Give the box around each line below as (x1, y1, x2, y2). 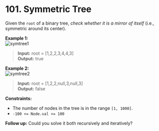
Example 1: (5, 35, 29, 41)
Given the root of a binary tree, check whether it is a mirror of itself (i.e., (5, 20, 154, 26)
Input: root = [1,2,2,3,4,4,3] (17, 50, 74, 56)
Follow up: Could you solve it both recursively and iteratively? (5, 120, 133, 126)
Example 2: (5, 65, 29, 71)
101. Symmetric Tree (5, 4, 92, 15)
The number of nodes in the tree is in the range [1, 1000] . (12, 105, 133, 111)
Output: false (17, 85, 46, 91)
